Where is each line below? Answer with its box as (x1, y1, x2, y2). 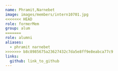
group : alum (5, 26, 30, 31)
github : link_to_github (10, 58, 59, 63)
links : (5, 53, 19, 59)
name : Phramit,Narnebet (5, 7, 55, 12)
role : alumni (5, 35, 33, 40)
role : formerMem (5, 21, 39, 26)
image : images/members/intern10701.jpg (5, 12, 89, 17)
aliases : (5, 40, 24, 45)
